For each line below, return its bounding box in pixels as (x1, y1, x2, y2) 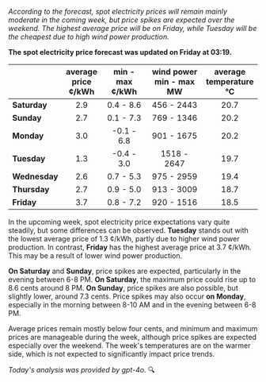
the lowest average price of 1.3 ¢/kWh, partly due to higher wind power (8, 234, 240, 243)
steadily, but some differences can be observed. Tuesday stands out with (8, 226, 249, 235)
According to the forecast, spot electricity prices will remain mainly (8, 7, 228, 16)
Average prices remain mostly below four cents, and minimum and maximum (8, 324, 258, 333)
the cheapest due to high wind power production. (8, 32, 169, 41)
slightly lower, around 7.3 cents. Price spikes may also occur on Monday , (8, 291, 246, 301)
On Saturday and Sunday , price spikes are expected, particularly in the (8, 266, 241, 276)
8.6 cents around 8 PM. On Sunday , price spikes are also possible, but (8, 284, 239, 292)
